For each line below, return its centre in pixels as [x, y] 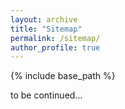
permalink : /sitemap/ [55, 38]
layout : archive [44, 19]
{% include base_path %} [63, 76]
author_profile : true [55, 47]
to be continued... [46, 95]
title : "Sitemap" [46, 29]
